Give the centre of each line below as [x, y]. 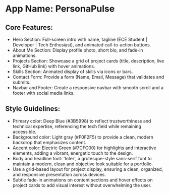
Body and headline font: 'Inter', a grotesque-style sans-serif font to [82, 158]
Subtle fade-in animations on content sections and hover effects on [82, 180]
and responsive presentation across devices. [59, 174]
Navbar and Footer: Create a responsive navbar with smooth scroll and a [88, 88]
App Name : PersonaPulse [60, 9]
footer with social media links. [43, 93]
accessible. [24, 132]
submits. [21, 82]
